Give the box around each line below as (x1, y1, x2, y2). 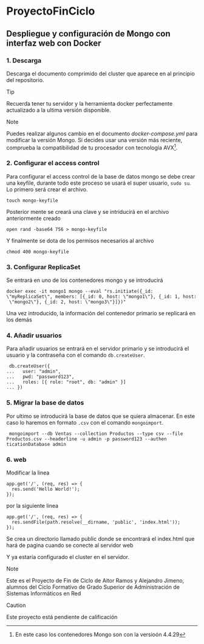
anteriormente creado (6, 214, 61, 222)
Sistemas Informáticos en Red (6, 590, 81, 597)
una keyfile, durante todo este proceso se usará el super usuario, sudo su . (6, 179, 191, 187)
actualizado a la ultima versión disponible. (6, 106, 111, 114)
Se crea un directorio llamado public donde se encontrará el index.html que (6, 535, 195, 543)
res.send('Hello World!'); (12, 486, 80, 493)
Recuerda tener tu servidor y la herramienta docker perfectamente (6, 100, 173, 107)
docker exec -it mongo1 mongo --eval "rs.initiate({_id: (6, 289, 154, 295)
